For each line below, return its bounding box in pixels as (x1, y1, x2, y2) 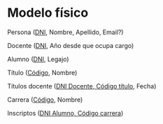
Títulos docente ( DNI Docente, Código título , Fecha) (7, 82, 157, 90)
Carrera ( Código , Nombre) (7, 95, 83, 104)
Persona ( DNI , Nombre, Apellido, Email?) (7, 28, 124, 36)
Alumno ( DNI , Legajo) (7, 54, 69, 63)
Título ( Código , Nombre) (7, 68, 78, 77)
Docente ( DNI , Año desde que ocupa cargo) (7, 41, 134, 49)
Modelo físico (7, 5, 89, 21)
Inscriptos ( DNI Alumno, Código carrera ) (7, 109, 124, 117)
